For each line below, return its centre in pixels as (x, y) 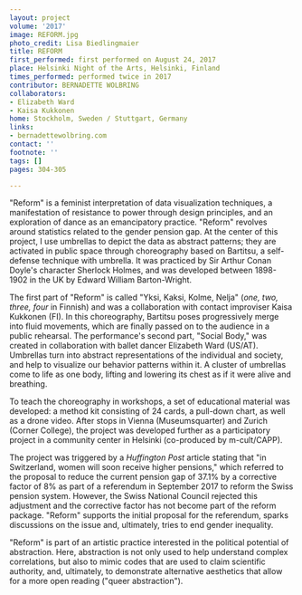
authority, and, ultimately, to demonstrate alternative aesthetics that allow (146, 571)
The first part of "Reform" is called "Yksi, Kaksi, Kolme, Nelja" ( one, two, (144, 297)
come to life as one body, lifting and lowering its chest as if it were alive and (151, 374)
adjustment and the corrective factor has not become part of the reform (143, 506)
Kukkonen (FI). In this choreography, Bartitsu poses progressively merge (144, 317)
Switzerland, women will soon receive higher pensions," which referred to (146, 467)
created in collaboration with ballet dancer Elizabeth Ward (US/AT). (134, 346)
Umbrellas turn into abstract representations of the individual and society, (146, 355)
